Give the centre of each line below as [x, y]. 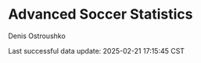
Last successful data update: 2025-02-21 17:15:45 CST [97, 51]
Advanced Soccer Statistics [100, 14]
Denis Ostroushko [37, 36]
